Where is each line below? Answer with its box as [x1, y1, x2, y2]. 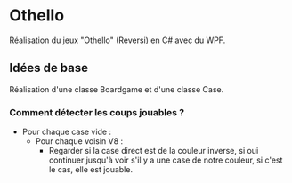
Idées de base [9, 60, 89, 76]
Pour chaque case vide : [21, 126, 112, 138]
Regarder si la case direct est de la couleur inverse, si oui [48, 146, 259, 156]
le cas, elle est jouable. [48, 164, 134, 175]
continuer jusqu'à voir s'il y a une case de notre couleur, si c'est [48, 155, 283, 165]
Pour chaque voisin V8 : [35, 136, 124, 147]
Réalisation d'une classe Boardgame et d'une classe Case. [9, 84, 224, 94]
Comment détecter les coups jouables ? [9, 106, 185, 118]
